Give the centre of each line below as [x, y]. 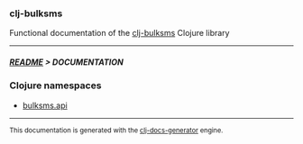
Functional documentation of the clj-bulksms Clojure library [119, 33]
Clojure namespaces [55, 85]
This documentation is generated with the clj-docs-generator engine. [116, 130]
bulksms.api [45, 105]
